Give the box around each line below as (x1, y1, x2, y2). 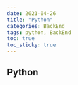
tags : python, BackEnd (7, 29, 71, 36)
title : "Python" (7, 16, 53, 23)
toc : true (7, 35, 35, 42)
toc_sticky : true (7, 41, 56, 48)
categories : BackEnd (7, 22, 66, 29)
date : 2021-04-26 (7, 10, 56, 17)
